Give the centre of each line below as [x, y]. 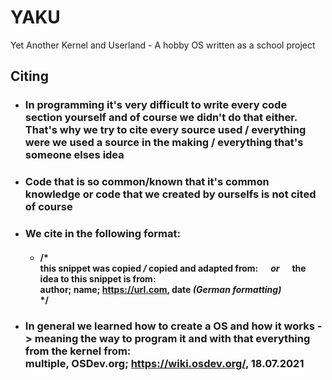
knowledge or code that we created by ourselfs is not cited [170, 194]
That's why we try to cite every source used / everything [165, 130]
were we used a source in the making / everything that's [164, 143]
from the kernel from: [78, 351]
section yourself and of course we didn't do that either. [161, 118]
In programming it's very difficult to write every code [156, 105]
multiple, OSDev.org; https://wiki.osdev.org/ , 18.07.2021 [164, 363]
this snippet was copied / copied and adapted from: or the [173, 268]
